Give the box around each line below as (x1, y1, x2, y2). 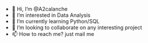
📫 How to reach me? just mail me (11, 31, 95, 37)
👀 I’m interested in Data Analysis (11, 12, 91, 19)
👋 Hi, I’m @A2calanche (11, 6, 68, 12)
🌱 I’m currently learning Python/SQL (11, 18, 100, 24)
